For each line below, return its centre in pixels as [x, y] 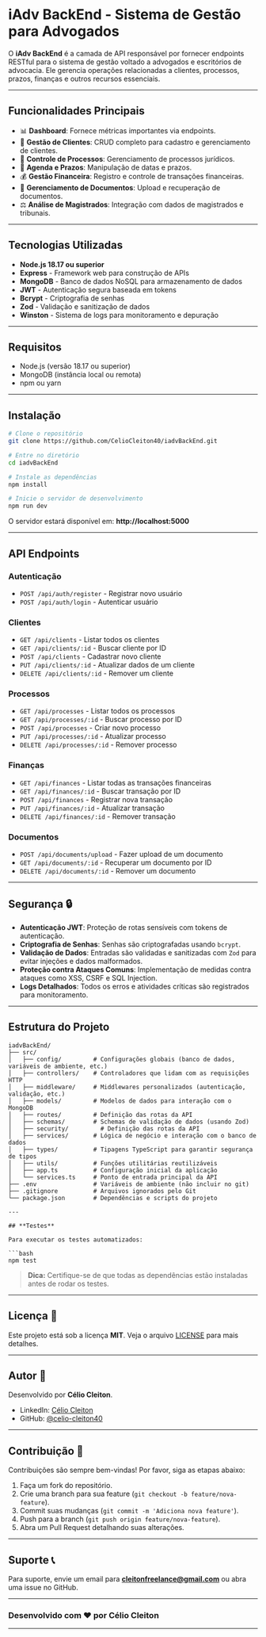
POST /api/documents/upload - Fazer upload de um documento [122, 855]
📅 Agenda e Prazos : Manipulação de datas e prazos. [106, 167]
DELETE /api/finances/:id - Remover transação [97, 816]
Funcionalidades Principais [76, 111]
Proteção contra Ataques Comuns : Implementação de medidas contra [135, 970]
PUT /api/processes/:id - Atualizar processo [93, 736]
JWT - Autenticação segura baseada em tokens [98, 289]
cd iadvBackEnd [33, 463]
